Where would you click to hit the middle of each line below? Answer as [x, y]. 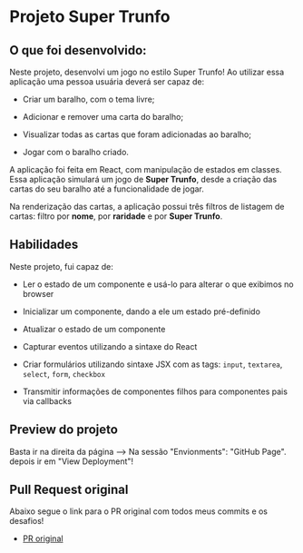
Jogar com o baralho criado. [76, 152]
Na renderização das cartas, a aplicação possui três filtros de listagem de [147, 207]
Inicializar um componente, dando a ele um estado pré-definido [142, 311]
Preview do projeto [64, 430]
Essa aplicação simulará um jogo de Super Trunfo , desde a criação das [143, 179]
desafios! [27, 521]
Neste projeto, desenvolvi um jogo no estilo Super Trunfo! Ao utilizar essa [147, 72]
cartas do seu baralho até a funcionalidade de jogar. [107, 189]
